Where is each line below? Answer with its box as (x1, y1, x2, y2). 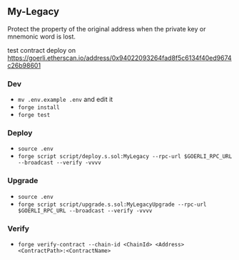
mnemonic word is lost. (7, 32, 76, 41)
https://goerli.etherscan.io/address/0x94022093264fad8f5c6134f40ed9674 (7, 53, 232, 62)
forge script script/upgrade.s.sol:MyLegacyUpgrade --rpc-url (17, 201, 207, 208)
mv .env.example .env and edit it (17, 95, 113, 104)
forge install (17, 104, 60, 111)
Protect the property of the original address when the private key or (7, 24, 206, 33)
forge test (17, 112, 51, 119)
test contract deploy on (7, 46, 76, 54)
